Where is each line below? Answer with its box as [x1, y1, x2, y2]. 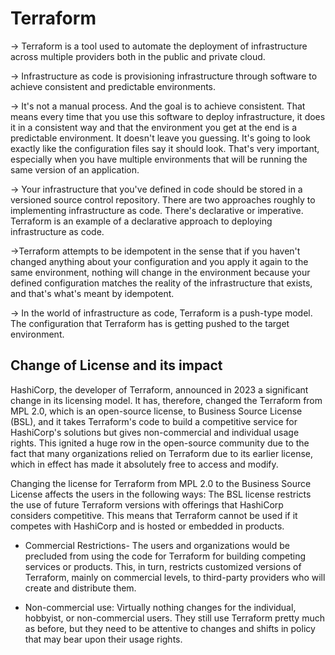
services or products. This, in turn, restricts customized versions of [24, 560, 302, 572]
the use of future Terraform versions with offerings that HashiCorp [10, 498, 284, 511]
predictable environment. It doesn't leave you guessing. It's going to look [10, 132, 311, 144]
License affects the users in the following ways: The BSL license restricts [10, 488, 312, 500]
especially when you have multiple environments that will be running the [10, 153, 308, 165]
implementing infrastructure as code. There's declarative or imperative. [10, 204, 304, 216]
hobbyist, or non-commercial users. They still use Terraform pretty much [24, 612, 325, 624]
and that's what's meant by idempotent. [10, 287, 175, 299]
